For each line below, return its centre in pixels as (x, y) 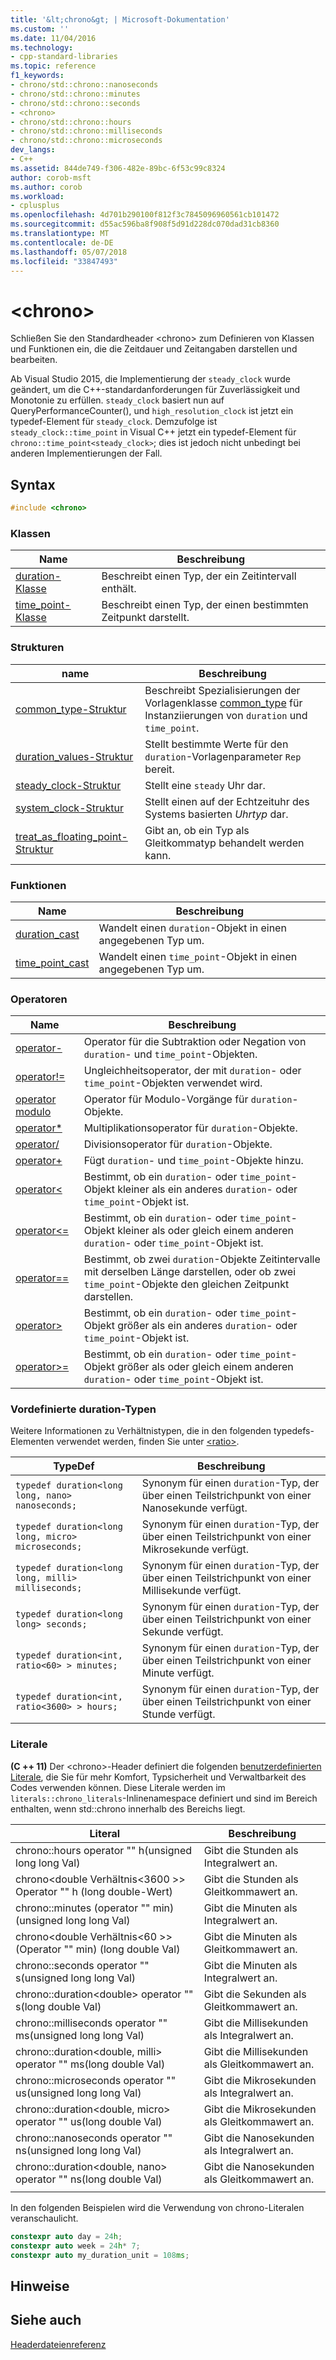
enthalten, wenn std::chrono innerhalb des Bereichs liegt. (128, 1808)
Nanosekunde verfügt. (194, 1508)
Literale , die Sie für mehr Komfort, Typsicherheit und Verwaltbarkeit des (158, 1777)
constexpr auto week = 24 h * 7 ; (75, 2246)
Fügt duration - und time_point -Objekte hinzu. (193, 1161)
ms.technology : (42, 47)
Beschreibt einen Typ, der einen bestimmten (205, 605)
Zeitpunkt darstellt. (145, 618)
